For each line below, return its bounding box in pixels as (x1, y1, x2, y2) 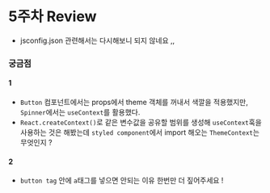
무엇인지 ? (19, 138, 53, 148)
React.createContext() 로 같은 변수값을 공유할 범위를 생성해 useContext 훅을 (19, 118, 263, 128)
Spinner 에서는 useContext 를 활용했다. (19, 107, 141, 117)
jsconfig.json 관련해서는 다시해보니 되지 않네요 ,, (19, 36, 175, 45)
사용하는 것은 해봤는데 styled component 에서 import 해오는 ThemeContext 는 (19, 128, 260, 137)
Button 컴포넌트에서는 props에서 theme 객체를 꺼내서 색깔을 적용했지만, (19, 98, 248, 107)
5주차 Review (8, 7, 97, 26)
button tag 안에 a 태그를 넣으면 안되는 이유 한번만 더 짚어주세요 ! (19, 175, 224, 186)
